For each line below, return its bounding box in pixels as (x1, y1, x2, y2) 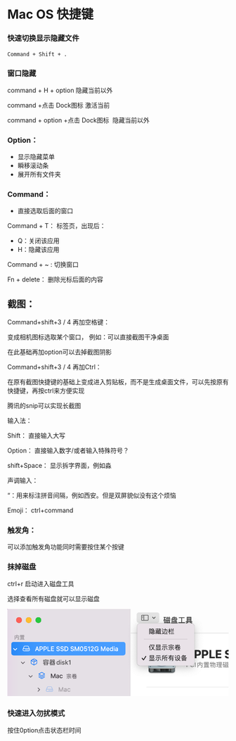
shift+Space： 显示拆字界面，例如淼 (7, 462, 112, 470)
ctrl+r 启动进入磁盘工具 (7, 579, 74, 588)
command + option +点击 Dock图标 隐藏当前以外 (7, 115, 150, 124)
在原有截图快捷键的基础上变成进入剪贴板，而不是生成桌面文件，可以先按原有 (7, 378, 229, 386)
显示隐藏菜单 (17, 153, 55, 161)
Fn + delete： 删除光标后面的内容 (7, 275, 104, 284)
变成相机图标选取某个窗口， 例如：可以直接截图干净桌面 (7, 333, 169, 341)
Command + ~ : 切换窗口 (7, 260, 79, 269)
